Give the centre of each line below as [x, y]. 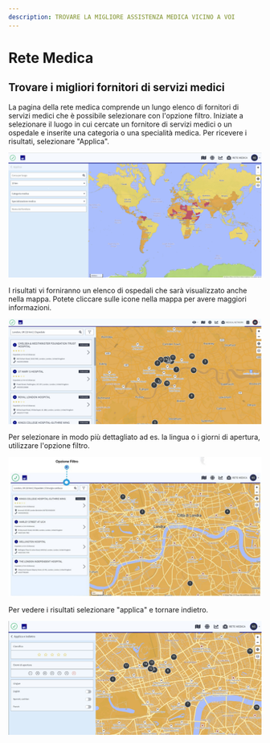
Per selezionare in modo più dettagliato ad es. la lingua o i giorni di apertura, [135, 437]
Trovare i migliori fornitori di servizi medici [117, 87]
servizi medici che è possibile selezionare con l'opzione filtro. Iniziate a [126, 115]
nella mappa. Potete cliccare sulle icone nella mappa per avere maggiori [127, 299]
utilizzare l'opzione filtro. [49, 446]
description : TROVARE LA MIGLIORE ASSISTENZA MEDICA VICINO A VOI [122, 17]
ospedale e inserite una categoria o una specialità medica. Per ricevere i [128, 132]
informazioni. [30, 307]
